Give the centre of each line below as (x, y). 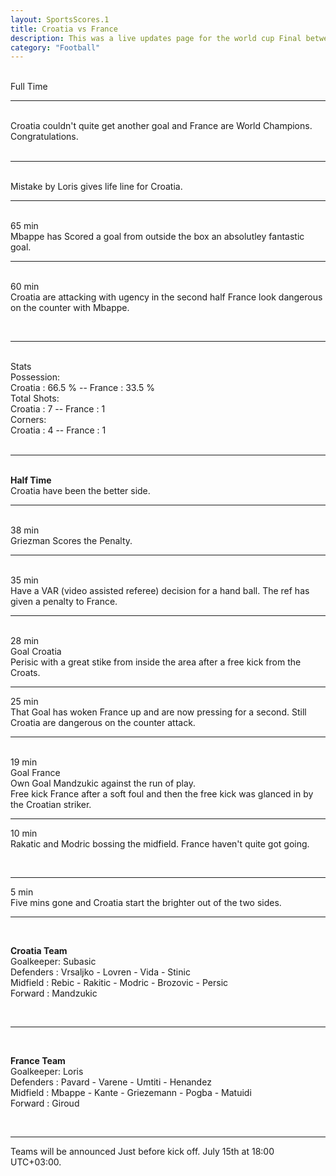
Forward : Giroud (45, 1103)
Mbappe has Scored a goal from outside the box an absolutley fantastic (157, 237)
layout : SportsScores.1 (60, 19)
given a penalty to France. (64, 602)
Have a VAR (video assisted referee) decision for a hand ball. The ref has (160, 591)
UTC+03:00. (36, 1162)
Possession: (35, 377)
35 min (24, 580)
